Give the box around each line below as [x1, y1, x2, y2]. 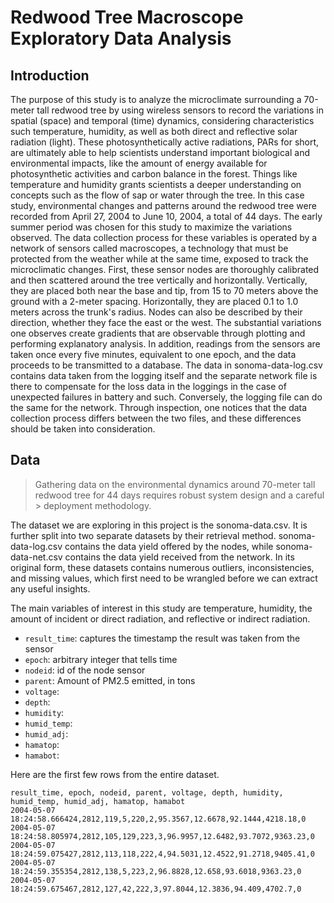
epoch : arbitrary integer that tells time [24, 653, 178, 665]
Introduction [10, 67, 90, 84]
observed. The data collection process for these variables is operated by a [10, 232, 318, 243]
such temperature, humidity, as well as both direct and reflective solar [10, 126, 298, 137]
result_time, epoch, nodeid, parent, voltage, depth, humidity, [10, 787, 284, 798]
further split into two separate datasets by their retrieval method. [10, 529, 277, 541]
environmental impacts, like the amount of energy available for [10, 157, 268, 169]
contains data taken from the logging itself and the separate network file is [10, 370, 318, 381]
